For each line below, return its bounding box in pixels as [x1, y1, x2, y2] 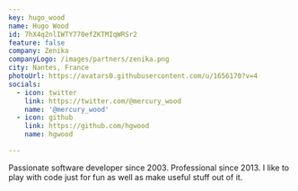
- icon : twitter [16, 88, 77, 97]
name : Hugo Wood [8, 22, 69, 30]
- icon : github [16, 113, 74, 122]
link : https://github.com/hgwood [24, 122, 150, 131]
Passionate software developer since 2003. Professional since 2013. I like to [8, 162, 290, 173]
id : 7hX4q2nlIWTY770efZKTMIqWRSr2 [8, 30, 138, 39]
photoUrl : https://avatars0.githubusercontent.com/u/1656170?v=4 [8, 72, 258, 81]
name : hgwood [24, 130, 74, 139]
